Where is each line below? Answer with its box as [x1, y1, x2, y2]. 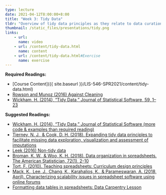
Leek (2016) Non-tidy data [12, 147, 66, 153]
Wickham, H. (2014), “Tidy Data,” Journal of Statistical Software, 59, [12, 97, 151, 103]
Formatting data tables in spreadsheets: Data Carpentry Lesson [12, 184, 142, 191]
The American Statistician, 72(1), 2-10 [12, 158, 89, 164]
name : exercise [18, 58, 50, 63]
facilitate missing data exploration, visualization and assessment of [12, 137, 149, 143]
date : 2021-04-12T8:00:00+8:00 [5, 12, 70, 17]
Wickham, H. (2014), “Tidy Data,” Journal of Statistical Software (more [12, 121, 156, 127]
